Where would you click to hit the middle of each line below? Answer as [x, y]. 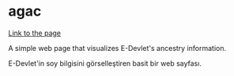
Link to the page [35, 33]
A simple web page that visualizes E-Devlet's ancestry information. [117, 48]
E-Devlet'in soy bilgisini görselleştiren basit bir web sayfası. [105, 63]
